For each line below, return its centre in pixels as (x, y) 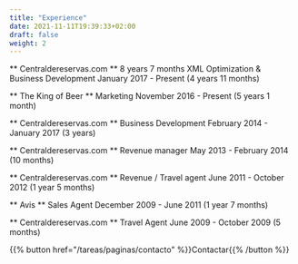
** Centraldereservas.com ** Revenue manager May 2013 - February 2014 (149, 151)
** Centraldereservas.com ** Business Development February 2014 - (139, 123)
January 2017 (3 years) (53, 133)
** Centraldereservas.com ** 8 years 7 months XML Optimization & (135, 69)
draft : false (34, 34)
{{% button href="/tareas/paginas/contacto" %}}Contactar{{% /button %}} (149, 249)
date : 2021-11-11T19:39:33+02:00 (73, 26)
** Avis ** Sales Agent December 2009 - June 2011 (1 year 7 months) (139, 205)
